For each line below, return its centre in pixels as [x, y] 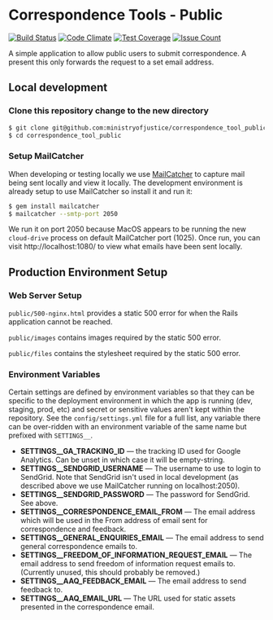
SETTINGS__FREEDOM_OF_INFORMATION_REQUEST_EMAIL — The [136, 555]
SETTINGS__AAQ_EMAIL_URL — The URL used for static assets [128, 598]
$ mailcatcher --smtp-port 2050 [63, 213]
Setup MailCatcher [46, 156]
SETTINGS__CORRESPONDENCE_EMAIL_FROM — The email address [138, 512]
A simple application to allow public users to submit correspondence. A [128, 53]
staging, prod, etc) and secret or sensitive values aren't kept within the [127, 410]
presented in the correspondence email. [87, 607]
